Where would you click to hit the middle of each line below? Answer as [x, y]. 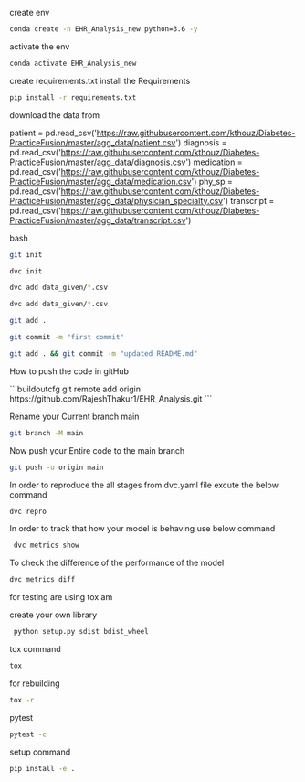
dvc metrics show [46, 546]
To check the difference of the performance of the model [117, 563]
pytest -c [28, 734]
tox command [35, 649]
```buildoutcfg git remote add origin [75, 389]
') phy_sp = [212, 181]
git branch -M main [47, 433]
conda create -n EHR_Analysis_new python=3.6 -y [104, 29]
